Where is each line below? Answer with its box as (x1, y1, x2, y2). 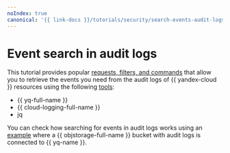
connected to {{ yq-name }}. (7, 138, 87, 147)
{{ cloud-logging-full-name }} (16, 103, 101, 111)
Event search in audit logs (7, 46, 157, 61)
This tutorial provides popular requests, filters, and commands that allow (7, 68, 212, 76)
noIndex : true (7, 10, 48, 17)
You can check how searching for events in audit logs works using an (7, 124, 203, 132)
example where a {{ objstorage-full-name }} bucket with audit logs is (7, 131, 201, 139)
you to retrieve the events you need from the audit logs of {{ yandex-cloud (7, 76, 217, 84)
